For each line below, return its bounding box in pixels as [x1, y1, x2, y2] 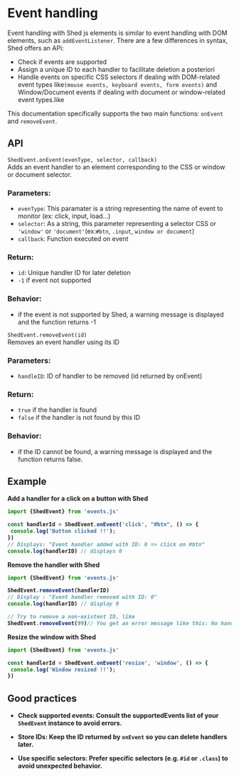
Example [7, 475, 47, 488]
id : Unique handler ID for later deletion [17, 269, 132, 277]
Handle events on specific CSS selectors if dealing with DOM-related [17, 73, 221, 81]
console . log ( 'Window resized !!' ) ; [10, 666, 116, 673]
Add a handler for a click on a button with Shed [7, 494, 149, 503]
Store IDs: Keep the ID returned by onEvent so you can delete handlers [17, 733, 228, 741]
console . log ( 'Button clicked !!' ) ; [10, 528, 116, 535]
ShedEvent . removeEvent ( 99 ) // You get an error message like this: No [7, 619, 218, 627]
